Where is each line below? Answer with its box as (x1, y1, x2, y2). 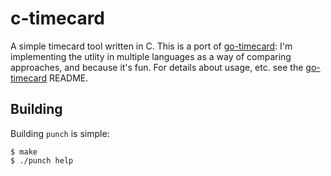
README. (48, 72, 89, 84)
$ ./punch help (10, 155, 74, 166)
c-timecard (10, 7, 106, 30)
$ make (10, 147, 38, 157)
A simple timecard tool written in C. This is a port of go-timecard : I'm (10, 40, 293, 52)
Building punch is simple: (10, 127, 110, 139)
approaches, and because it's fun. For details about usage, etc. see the (10, 61, 304, 73)
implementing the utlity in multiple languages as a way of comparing (10, 50, 292, 62)
